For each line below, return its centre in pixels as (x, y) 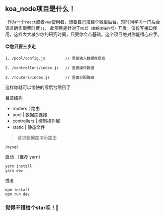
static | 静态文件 (29, 127)
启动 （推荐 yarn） (24, 157)
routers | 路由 (26, 109)
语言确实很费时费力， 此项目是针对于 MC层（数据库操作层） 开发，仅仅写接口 (79, 28)
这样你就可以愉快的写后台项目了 (38, 87)
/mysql (12, 147)
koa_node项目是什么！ (40, 9)
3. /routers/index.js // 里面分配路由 (50, 78)
